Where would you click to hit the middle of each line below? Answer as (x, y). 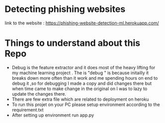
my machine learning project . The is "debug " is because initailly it (80, 73)
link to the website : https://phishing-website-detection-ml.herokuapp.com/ (82, 23)
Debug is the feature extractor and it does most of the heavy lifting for (83, 67)
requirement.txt (28, 110)
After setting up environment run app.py (53, 115)
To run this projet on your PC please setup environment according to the (86, 104)
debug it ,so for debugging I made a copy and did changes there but (82, 83)
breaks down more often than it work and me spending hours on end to (85, 78)
